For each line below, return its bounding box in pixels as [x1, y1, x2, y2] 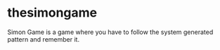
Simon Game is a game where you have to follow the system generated [7, 28, 214, 36]
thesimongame [7, 5, 98, 21]
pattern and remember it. [7, 35, 79, 43]
